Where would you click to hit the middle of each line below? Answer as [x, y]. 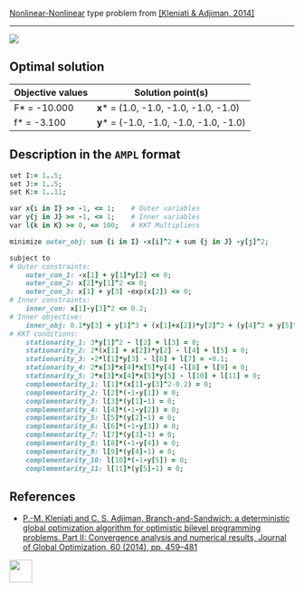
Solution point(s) [171, 92]
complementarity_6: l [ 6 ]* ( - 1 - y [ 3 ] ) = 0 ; [103, 426]
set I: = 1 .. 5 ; [36, 176]
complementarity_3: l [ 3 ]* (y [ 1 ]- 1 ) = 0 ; [101, 401]
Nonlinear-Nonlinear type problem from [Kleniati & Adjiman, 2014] [132, 13]
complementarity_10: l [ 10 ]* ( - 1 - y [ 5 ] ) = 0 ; [107, 460]
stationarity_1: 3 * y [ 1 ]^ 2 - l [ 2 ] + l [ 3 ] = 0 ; [113, 342]
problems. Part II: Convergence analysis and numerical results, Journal [154, 538]
